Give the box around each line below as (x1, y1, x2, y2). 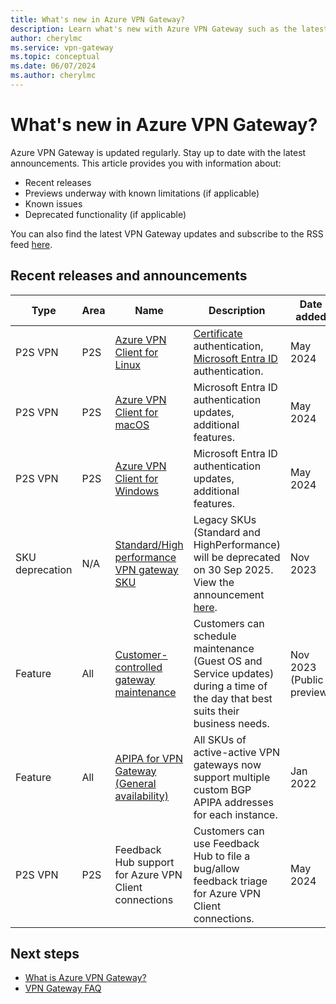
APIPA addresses (193, 795, 274, 809)
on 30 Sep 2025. (193, 562, 274, 576)
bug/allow (193, 861, 240, 875)
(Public (289, 672, 324, 686)
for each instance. (193, 807, 278, 821)
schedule (193, 629, 237, 643)
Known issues (24, 197, 83, 210)
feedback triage (193, 874, 268, 888)
